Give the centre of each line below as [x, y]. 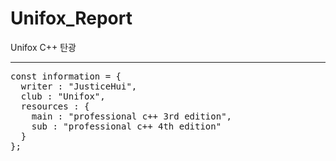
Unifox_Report [71, 18]
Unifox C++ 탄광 [43, 47]
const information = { [66, 76]
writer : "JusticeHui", [79, 86]
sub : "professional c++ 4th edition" [126, 126]
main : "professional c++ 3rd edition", [132, 116]
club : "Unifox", [63, 96]
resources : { [55, 106]
